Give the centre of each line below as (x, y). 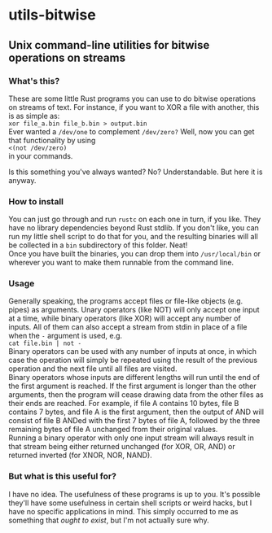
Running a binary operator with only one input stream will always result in (132, 438)
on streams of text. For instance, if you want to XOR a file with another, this (134, 107)
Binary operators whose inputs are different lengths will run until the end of (134, 378)
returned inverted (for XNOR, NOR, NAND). (80, 455)
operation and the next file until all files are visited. (93, 369)
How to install (36, 201)
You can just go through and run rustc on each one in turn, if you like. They (135, 219)
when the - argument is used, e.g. (66, 336)
